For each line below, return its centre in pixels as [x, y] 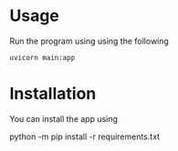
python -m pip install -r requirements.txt [85, 136]
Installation [53, 94]
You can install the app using [64, 118]
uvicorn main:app [42, 57]
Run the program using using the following [89, 41]
